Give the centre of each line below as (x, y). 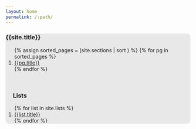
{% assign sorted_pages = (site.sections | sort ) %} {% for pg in (91, 50)
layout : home (21, 11)
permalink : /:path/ (29, 17)
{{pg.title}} (27, 63)
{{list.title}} (27, 114)
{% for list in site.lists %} (44, 108)
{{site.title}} (23, 38)
